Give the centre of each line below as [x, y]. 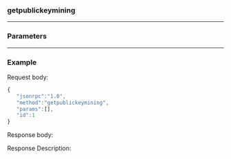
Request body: [28, 77]
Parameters [27, 36]
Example [22, 62]
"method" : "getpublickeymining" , [63, 103]
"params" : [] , [35, 109]
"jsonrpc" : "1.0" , [41, 96]
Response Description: [39, 148]
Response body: [30, 135]
